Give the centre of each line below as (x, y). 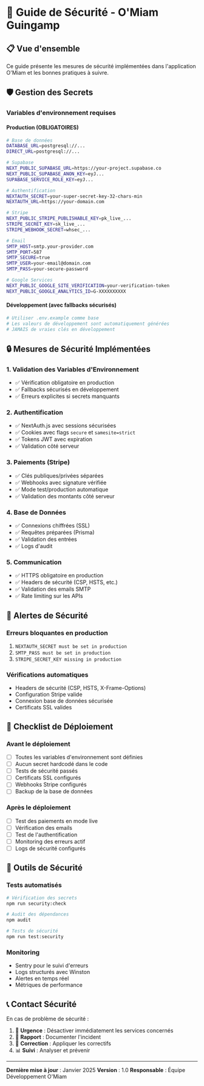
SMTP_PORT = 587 (24, 252)
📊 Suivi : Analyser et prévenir (53, 1050)
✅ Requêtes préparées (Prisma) (55, 532)
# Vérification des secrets (42, 898)
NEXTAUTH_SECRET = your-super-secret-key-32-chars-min (74, 196)
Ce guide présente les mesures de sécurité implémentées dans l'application (101, 66)
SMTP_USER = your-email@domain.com (49, 263)
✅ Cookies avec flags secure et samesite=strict (75, 433)
